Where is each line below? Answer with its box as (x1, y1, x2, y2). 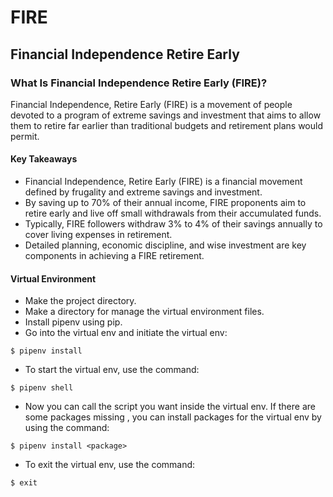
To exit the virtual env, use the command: (24, 459, 196, 471)
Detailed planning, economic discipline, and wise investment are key (24, 239, 307, 251)
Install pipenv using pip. (24, 316, 123, 328)
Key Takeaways (10, 153, 78, 165)
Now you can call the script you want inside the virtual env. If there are (24, 401, 316, 413)
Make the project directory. (24, 295, 137, 307)
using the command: (24, 422, 110, 434)
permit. (10, 130, 40, 142)
